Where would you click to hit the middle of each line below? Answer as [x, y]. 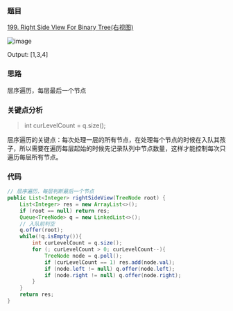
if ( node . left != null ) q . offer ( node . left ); [110, 269]
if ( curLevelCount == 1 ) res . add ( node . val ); [110, 262]
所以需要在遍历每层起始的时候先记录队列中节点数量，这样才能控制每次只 [122, 148]
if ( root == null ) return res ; [65, 211]
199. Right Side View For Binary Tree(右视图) [70, 27]
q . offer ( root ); [42, 230]
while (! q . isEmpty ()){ [51, 237]
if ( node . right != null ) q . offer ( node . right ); [113, 275]
